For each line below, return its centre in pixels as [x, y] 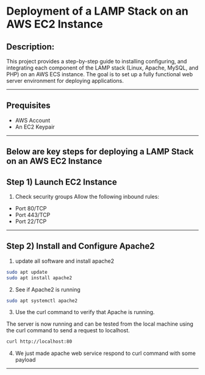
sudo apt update [27, 272]
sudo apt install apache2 [39, 278]
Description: [31, 47]
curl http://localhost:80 [39, 342]
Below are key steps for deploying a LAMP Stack [100, 152]
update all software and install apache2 [65, 261]
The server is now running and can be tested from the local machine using [100, 324]
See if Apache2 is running [48, 289]
